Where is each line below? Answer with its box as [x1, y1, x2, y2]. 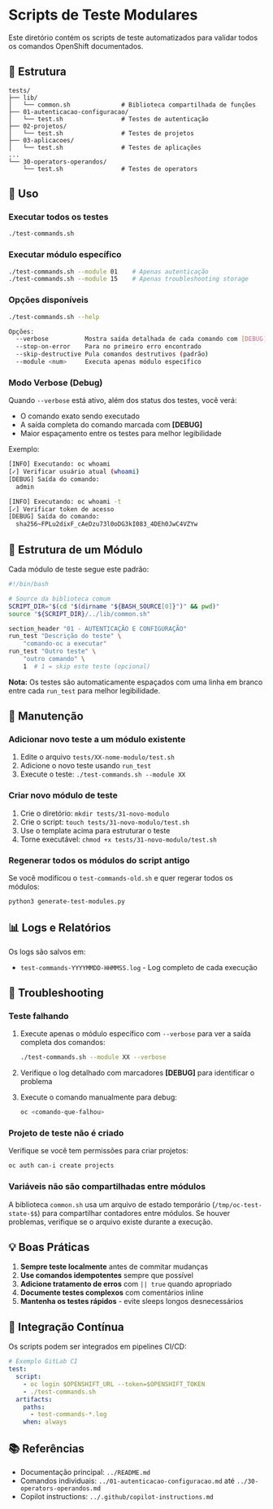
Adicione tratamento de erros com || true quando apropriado [19, 1279, 232, 1289]
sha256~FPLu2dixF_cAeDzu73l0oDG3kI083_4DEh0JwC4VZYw [15, 520, 198, 528]
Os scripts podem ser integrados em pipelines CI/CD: [8, 1341, 187, 1352]
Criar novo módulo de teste [8, 789, 118, 801]
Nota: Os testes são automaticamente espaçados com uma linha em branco [8, 677, 263, 687]
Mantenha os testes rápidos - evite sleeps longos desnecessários [19, 1297, 244, 1306]
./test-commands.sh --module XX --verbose [19, 1053, 167, 1061]
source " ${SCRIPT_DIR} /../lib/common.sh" [8, 610, 151, 618]
